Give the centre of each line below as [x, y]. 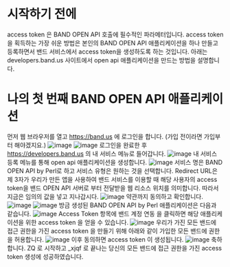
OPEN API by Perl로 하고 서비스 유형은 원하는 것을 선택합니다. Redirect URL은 [113, 171]
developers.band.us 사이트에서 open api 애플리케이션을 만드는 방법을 [102, 60]
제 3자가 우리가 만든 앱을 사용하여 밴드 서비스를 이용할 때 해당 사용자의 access [112, 179]
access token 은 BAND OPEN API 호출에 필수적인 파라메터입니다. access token [115, 34]
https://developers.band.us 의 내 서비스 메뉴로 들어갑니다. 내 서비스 [112, 153]
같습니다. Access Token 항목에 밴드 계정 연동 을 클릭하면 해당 [103, 213]
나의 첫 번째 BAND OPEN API [86, 99]
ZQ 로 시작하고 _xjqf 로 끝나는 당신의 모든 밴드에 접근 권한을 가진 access [124, 248]
